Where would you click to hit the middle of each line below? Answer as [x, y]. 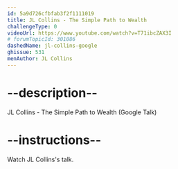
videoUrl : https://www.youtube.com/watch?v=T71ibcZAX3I [89, 33]
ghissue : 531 [26, 53]
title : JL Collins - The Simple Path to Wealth [77, 20]
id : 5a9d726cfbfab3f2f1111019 [51, 14]
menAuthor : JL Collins [40, 59]
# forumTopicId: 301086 [42, 39]
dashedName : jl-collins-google [52, 46]
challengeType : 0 [32, 26]
